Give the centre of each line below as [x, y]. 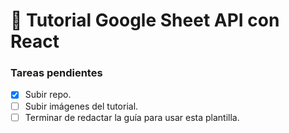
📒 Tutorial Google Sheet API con [145, 20]
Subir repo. [48, 95]
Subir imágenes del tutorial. [81, 106]
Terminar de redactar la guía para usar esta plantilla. [132, 117]
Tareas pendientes [56, 73]
